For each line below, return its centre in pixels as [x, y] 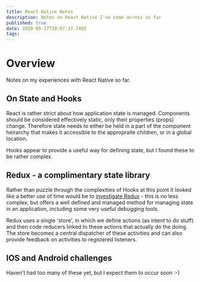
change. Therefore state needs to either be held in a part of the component [99, 125]
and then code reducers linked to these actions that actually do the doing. [97, 226]
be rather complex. [30, 157]
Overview [31, 64]
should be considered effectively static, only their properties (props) [90, 119]
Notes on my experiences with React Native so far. [68, 80]
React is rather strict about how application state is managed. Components [98, 113]
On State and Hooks [44, 99]
